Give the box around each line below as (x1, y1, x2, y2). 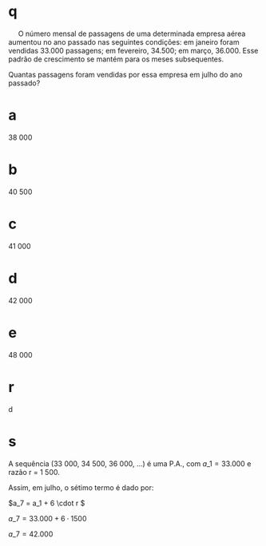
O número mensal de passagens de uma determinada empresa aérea (18, 29, 246, 38)
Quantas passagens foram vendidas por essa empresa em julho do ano (8, 69, 243, 79)
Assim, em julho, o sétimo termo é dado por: (8, 482, 154, 493)
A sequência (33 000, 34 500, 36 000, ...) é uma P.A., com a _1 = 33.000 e (8, 458, 252, 469)
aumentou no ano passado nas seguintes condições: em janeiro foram (8, 37, 240, 46)
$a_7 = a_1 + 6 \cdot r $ (8, 498, 85, 508)
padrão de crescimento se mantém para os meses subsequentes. (8, 54, 224, 64)
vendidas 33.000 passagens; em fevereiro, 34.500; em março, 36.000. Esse (8, 45, 259, 55)
